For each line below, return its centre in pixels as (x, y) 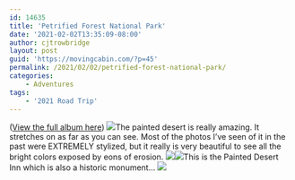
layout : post (34, 51)
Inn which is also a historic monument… (82, 167)
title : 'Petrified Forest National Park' (88, 26)
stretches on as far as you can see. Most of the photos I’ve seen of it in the (147, 137)
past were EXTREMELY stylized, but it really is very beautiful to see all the (145, 146)
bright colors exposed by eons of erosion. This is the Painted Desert (144, 157)
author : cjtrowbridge (50, 43)
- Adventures (50, 84)
